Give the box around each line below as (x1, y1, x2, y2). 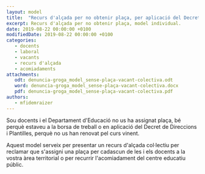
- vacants (14, 54, 40, 60)
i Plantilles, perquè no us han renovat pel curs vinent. (6, 129, 140, 137)
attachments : (6, 71, 40, 78)
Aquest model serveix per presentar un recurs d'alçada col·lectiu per (6, 141, 179, 148)
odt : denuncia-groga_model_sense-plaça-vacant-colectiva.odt (14, 77, 173, 83)
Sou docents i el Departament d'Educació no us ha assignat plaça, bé (6, 117, 181, 124)
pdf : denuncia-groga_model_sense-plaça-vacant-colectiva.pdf (14, 89, 173, 95)
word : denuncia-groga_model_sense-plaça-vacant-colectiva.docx (14, 83, 179, 89)
